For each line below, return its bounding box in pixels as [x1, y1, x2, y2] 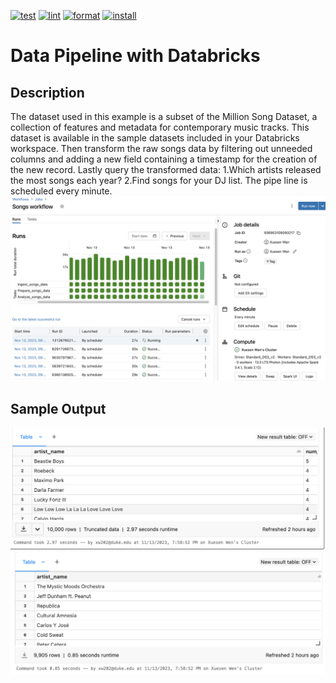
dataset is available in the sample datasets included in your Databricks [10, 132, 300, 144]
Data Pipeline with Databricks [10, 45, 261, 67]
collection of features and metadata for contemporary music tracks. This [10, 121, 310, 133]
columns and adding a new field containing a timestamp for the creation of [10, 153, 318, 165]
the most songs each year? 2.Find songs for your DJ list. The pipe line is [10, 175, 308, 186]
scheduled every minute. [10, 185, 113, 197]
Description [10, 84, 85, 101]
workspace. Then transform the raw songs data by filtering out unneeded [10, 143, 313, 154]
